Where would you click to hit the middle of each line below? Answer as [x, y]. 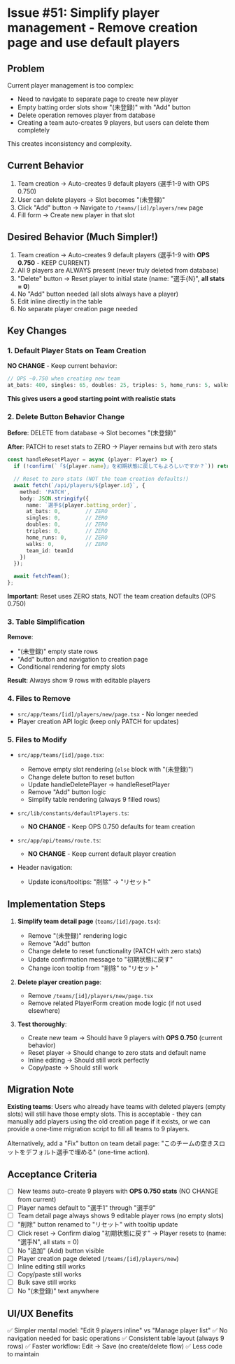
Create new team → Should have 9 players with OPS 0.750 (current [125, 1037]
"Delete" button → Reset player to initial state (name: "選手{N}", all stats [121, 278]
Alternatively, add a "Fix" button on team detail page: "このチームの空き [110, 1143]
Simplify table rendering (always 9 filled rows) [94, 799]
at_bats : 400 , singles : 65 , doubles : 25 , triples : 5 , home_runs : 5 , [109, 386]
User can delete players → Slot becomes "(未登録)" [91, 199]
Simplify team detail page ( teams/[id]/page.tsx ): [89, 921]
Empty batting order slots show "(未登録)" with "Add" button [104, 107]
